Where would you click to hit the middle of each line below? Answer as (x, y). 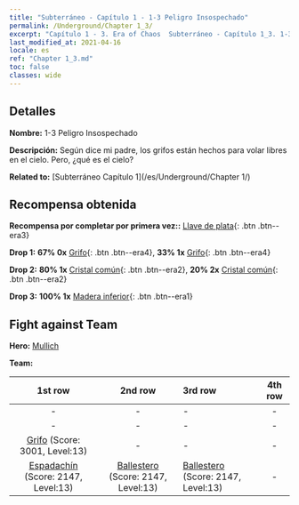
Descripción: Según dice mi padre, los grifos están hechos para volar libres (148, 150)
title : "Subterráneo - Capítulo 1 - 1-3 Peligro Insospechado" (129, 17)
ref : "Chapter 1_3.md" (51, 59)
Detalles (32, 112)
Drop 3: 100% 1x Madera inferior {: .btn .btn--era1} (101, 297)
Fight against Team (64, 324)
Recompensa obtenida (73, 204)
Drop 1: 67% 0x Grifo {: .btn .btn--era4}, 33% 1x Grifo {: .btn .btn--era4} (140, 252)
